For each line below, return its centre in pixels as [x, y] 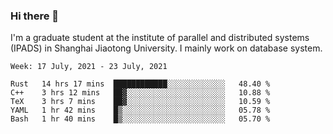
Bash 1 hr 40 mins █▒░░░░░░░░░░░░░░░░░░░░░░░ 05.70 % [140, 119]
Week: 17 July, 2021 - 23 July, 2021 [89, 67]
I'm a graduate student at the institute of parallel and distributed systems [160, 38]
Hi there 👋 [35, 16]
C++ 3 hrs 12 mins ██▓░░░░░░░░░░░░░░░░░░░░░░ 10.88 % [140, 93]
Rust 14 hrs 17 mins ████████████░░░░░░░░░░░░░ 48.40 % [140, 84]
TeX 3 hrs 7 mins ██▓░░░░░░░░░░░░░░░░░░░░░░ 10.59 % [140, 102]
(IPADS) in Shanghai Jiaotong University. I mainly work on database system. [166, 48]
